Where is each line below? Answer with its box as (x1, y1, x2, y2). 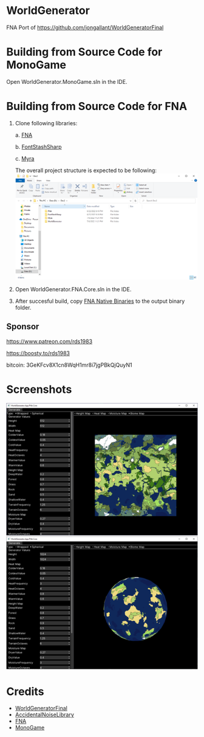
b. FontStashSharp (15, 143, 62, 150)
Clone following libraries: (15, 119, 78, 126)
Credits (6, 685, 44, 698)
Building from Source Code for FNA (6, 100, 188, 113)
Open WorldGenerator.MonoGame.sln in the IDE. (6, 78, 127, 85)
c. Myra (15, 154, 35, 162)
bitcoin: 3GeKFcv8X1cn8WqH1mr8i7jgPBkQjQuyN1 (6, 361, 132, 368)
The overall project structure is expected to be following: (15, 167, 157, 174)
